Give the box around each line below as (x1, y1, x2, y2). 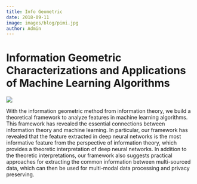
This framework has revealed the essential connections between (6, 120, 165, 127)
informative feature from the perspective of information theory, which (6, 139, 177, 146)
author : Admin (6, 25, 42, 32)
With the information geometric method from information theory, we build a (6, 108, 191, 115)
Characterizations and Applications (6, 64, 186, 78)
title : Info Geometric (6, 8, 63, 15)
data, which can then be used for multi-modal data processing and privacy (6, 165, 190, 172)
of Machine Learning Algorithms (6, 76, 170, 90)
